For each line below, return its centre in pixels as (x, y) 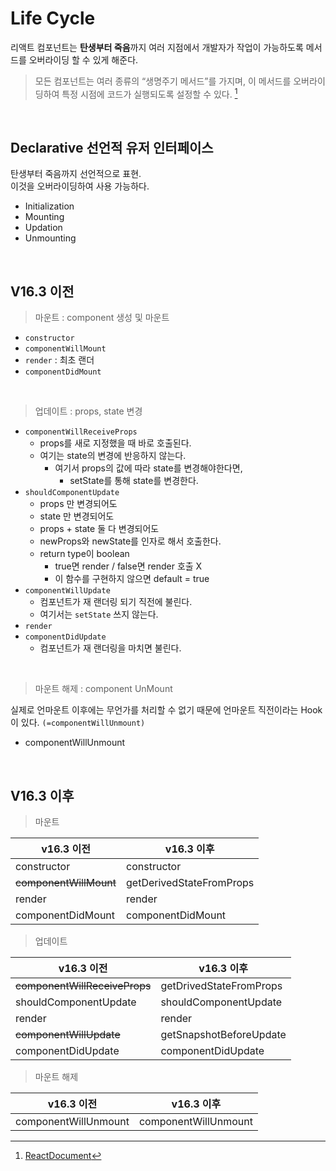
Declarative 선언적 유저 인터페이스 (112, 147)
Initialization (49, 206)
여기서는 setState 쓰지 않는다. (99, 614)
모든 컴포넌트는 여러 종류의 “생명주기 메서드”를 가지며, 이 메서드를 (163, 81)
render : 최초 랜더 (59, 360)
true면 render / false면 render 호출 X (128, 566)
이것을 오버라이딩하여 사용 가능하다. (80, 186)
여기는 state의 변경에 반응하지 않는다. (113, 456)
